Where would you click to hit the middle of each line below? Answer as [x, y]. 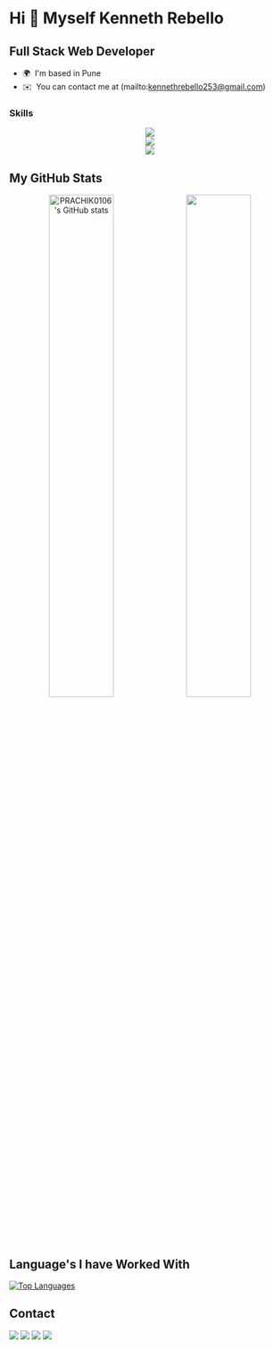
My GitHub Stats [56, 178]
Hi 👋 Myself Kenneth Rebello [117, 18]
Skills [21, 113]
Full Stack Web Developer [82, 51]
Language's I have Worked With [100, 1264]
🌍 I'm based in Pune [61, 73]
